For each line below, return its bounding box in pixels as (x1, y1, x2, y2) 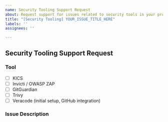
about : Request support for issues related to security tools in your (5, 12, 155, 17)
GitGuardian (12, 86, 37, 92)
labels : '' (5, 21, 28, 26)
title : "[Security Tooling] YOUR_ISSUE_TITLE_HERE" (5, 16, 115, 21)
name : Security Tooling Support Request (5, 7, 91, 12)
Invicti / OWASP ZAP (12, 80, 55, 86)
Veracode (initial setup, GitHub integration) (12, 98, 101, 104)
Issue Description (5, 110, 49, 117)
